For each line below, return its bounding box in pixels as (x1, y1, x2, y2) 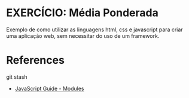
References (6, 54, 65, 67)
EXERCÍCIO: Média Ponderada (6, 6, 158, 20)
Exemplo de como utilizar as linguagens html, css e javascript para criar (6, 26, 184, 33)
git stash (6, 73, 28, 81)
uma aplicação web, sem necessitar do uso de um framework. (6, 32, 160, 39)
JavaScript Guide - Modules (14, 85, 84, 92)
